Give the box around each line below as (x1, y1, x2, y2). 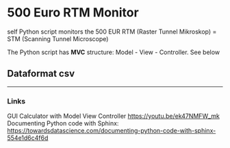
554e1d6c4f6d (7, 134, 49, 142)
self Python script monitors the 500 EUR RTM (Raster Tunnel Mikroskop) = (7, 27, 217, 36)
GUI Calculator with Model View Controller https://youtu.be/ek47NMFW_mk (7, 112, 220, 121)
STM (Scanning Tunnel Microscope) (7, 34, 109, 42)
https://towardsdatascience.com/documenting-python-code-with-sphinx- (7, 127, 216, 135)
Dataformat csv (7, 68, 75, 79)
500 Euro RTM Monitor (7, 5, 139, 21)
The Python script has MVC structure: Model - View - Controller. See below (7, 48, 220, 56)
